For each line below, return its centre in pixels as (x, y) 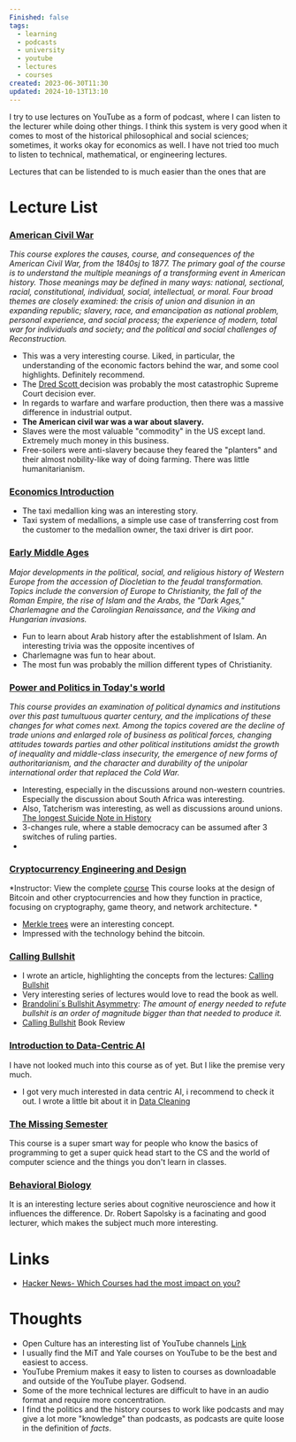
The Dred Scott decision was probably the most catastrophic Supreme (150, 384)
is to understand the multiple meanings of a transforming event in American (147, 273)
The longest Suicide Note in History (87, 817)
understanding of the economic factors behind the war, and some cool (150, 365)
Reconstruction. (38, 338)
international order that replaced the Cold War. (95, 772)
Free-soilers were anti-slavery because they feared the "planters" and (150, 450)
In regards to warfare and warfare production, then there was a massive (153, 403)
